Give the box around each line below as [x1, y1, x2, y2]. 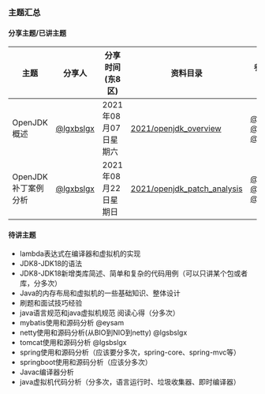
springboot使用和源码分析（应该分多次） [19, 358, 152, 367]
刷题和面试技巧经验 [19, 298, 83, 308]
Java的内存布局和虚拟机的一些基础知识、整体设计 [19, 288, 181, 298]
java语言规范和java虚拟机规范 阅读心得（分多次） [19, 308, 180, 317]
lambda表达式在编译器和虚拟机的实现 [19, 249, 141, 258]
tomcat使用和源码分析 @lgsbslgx [19, 338, 127, 347]
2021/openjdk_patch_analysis [130, 183, 243, 194]
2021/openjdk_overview [130, 123, 222, 134]
